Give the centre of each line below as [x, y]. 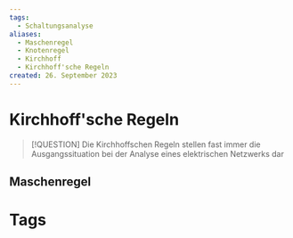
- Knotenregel [43, 51]
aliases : [25, 34]
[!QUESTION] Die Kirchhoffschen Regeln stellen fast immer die [146, 144]
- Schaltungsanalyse [55, 26]
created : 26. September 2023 [63, 76]
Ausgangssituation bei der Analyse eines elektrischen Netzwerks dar [158, 153]
